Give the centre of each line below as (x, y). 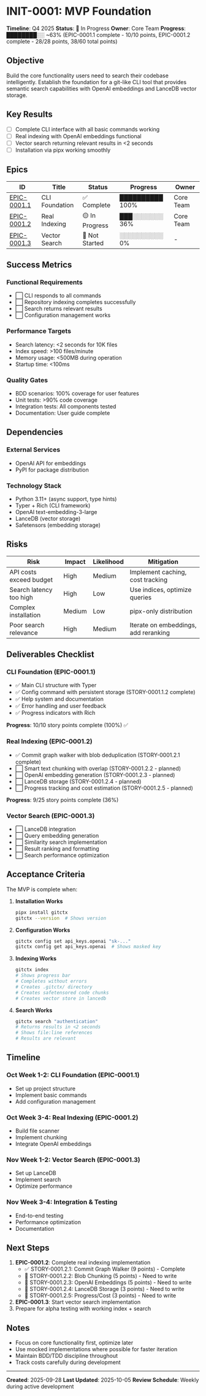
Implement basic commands (51, 1095)
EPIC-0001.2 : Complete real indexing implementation (83, 1263)
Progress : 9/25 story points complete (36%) (63, 800)
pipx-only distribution (161, 611)
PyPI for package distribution (52, 470)
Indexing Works (36, 959)
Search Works (34, 1010)
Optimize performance (44, 1186)
